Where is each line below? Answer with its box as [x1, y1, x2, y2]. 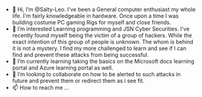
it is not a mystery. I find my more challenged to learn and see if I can [12, 45, 187, 52]
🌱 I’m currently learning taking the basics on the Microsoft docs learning [12, 58, 195, 65]
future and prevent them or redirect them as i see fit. [12, 77, 145, 84]
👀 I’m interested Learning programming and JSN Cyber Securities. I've [12, 25, 190, 32]
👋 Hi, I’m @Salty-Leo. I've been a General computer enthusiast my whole [12, 6, 196, 13]
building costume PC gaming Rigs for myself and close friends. [12, 19, 171, 26]
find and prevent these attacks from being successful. [12, 51, 149, 58]
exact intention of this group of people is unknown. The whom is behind [12, 38, 194, 45]
